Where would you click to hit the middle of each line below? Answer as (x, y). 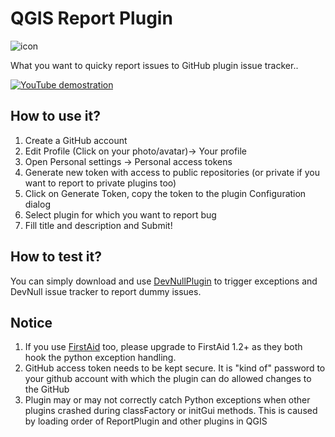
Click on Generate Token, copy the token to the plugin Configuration (165, 193)
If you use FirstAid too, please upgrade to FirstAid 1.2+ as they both (163, 347)
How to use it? (55, 116)
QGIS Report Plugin (91, 18)
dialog (37, 204)
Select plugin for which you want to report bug (120, 214)
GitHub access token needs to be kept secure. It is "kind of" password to (175, 368)
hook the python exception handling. (100, 358)
